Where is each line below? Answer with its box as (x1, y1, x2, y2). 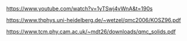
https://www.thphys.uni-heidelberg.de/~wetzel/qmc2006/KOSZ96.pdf (6, 17, 181, 23)
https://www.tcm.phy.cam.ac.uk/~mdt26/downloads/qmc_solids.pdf (6, 28, 176, 35)
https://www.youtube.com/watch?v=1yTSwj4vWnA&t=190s (6, 5, 153, 12)
